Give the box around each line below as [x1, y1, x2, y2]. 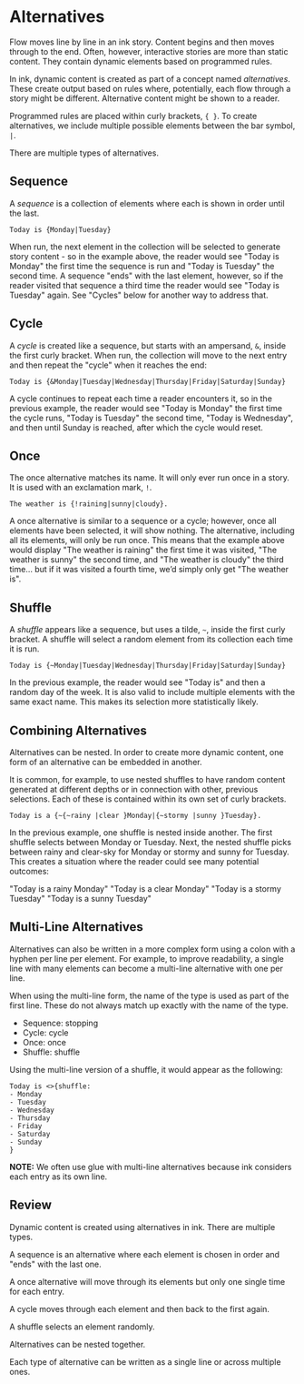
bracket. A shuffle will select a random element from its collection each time [9, 634, 293, 645]
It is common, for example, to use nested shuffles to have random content [9, 774, 286, 784]
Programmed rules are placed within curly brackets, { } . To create [9, 110, 258, 121]
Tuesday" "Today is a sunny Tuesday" [9, 894, 152, 904]
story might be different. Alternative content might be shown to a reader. [9, 93, 280, 104]
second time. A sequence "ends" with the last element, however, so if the [9, 270, 284, 281]
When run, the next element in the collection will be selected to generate [9, 241, 281, 252]
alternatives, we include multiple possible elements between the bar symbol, [9, 120, 296, 131]
